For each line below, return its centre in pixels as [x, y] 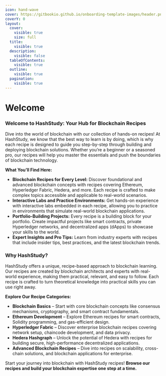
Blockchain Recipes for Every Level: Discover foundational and [77, 180]
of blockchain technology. [32, 160]
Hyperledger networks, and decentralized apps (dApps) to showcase [83, 227]
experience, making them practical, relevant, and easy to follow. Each [88, 277]
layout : [13, 23]
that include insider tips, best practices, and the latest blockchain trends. [86, 242]
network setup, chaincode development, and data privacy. [71, 332]
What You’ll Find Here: [29, 170]
